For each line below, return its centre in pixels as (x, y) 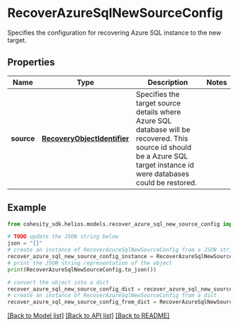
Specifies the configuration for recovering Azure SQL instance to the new (114, 33)
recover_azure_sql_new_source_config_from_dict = (82, 302)
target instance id (165, 165)
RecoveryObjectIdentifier (85, 138)
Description (168, 82)
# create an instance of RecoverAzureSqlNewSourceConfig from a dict (112, 296)
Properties (31, 63)
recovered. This (162, 138)
